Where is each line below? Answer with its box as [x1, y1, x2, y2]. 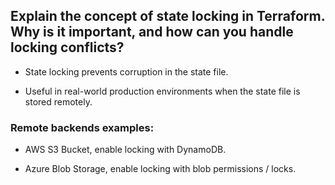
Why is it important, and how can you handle [10, 24, 294, 41]
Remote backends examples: [10, 120, 155, 134]
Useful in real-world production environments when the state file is [24, 85, 301, 97]
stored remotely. [24, 95, 93, 108]
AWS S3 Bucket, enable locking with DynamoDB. [24, 144, 227, 156]
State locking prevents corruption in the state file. [24, 65, 229, 78]
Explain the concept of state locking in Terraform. [10, 8, 326, 25]
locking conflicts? [10, 39, 125, 56]
